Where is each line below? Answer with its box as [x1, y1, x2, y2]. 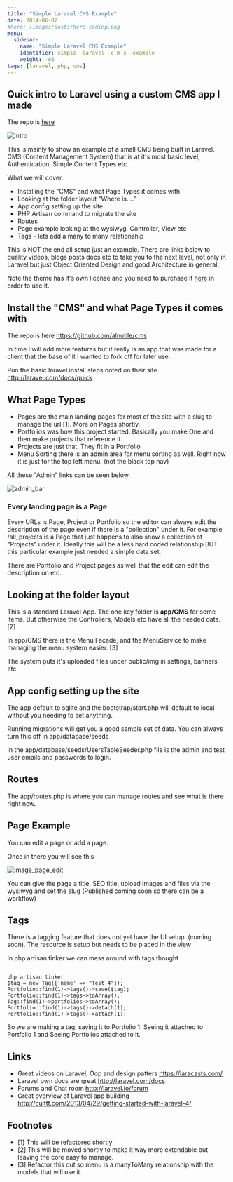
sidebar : [13, 36, 39, 43]
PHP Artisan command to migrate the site [17, 210, 137, 218]
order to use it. [7, 281, 50, 290]
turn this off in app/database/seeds [7, 732, 109, 740]
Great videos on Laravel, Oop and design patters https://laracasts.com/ [17, 1069, 223, 1077]
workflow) [7, 894, 37, 902]
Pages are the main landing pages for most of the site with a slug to [17, 412, 212, 421]
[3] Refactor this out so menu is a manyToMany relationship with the [17, 1160, 214, 1169]
